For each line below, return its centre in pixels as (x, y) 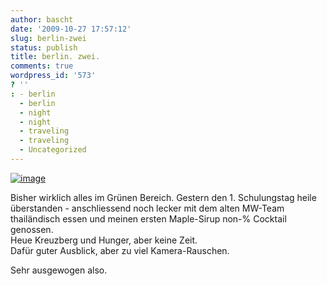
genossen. (32, 229)
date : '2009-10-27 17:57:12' (71, 29)
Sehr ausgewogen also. (59, 270)
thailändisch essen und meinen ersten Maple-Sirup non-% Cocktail (148, 218)
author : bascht (42, 19)
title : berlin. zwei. (55, 57)
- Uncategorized (53, 150)
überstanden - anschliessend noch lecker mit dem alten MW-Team (147, 208)
